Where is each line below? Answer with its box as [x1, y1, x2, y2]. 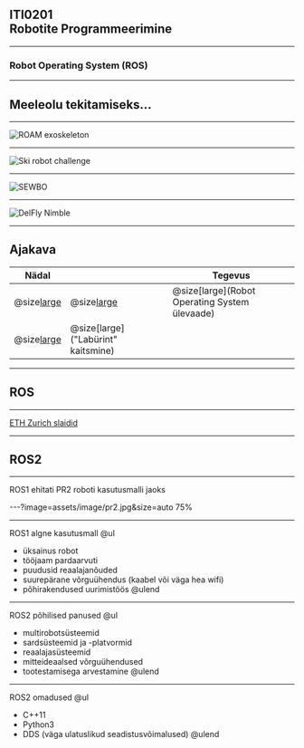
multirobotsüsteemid [22, 628, 100, 638]
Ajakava [9, 242, 57, 257]
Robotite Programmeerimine [9, 22, 173, 37]
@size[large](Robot [172, 284, 256, 297]
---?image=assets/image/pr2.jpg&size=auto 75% [9, 502, 193, 513]
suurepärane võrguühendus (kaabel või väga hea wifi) [22, 574, 224, 585]
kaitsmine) [70, 344, 115, 357]
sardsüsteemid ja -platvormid [22, 638, 133, 648]
